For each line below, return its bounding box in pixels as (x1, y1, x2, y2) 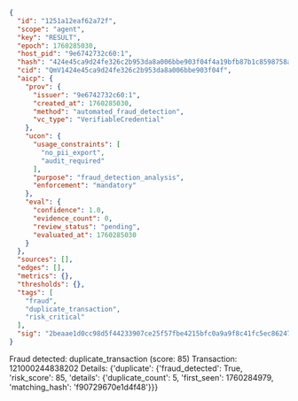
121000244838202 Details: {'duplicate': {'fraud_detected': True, (9, 363, 243, 374)
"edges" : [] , (17, 264, 66, 273)
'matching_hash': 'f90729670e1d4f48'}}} (9, 382, 159, 392)
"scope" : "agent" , (17, 25, 86, 34)
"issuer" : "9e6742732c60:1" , (32, 90, 141, 99)
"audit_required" (41, 156, 105, 166)
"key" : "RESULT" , (17, 33, 82, 42)
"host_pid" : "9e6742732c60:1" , (17, 50, 133, 58)
